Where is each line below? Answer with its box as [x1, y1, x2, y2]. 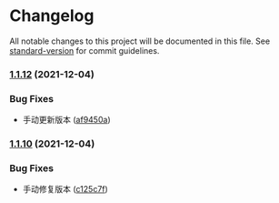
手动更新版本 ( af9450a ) [22, 115, 111, 126]
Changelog [9, 5, 95, 26]
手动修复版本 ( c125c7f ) [22, 184, 109, 195]
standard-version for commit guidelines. [9, 45, 160, 56]
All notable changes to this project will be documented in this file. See [9, 36, 271, 46]
